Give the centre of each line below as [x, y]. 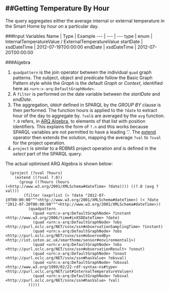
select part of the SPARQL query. [47, 153]
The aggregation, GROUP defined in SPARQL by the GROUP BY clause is [87, 105]
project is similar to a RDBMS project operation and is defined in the [84, 148]
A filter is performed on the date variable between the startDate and [86, 94]
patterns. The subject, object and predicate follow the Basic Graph [82, 77]
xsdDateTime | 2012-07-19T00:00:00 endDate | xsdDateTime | [71, 47]
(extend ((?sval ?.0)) [39, 177]
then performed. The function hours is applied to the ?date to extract [85, 110]
